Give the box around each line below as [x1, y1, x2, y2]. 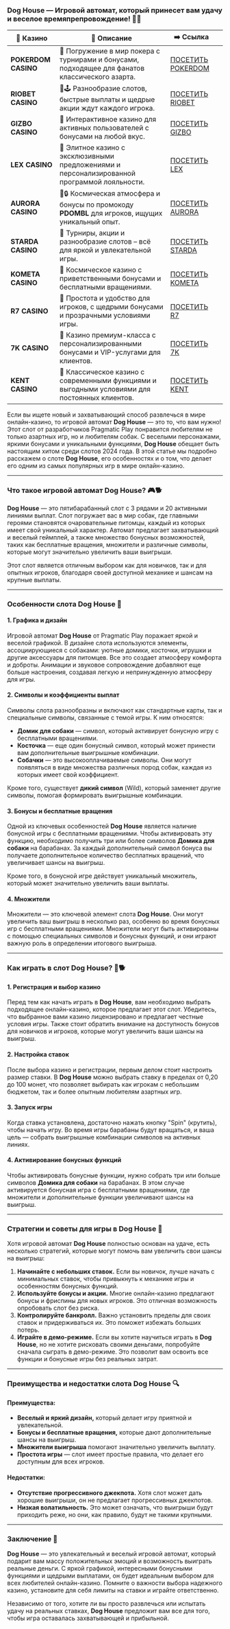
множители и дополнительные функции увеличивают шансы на [7, 1193, 194, 1201]
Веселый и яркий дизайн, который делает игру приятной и [16, 1413, 192, 1422]
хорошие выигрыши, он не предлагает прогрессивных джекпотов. [16, 1496, 213, 1504]
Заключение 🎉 [7, 1534, 58, 1543]
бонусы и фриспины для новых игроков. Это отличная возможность [16, 1297, 218, 1305]
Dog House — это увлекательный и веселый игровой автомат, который [7, 1549, 216, 1558]
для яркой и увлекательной [59, 246, 152, 255]
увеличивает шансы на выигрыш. [7, 859, 105, 867]
